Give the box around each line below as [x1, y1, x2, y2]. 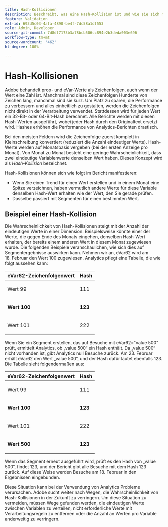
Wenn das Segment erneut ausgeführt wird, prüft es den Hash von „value [5, 458, 156, 465]
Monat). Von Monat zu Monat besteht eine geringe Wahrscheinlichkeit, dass [5, 149, 161, 155]
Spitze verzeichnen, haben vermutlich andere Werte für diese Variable [12, 185, 157, 191]
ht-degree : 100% [5, 44, 39, 49]
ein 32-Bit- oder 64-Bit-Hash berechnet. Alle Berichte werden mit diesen [5, 113, 155, 119]
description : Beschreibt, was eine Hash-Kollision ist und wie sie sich [5, 12, 160, 17]
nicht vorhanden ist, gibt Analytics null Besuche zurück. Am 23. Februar [5, 350, 153, 356]
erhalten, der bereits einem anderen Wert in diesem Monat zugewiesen [5, 239, 151, 245]
